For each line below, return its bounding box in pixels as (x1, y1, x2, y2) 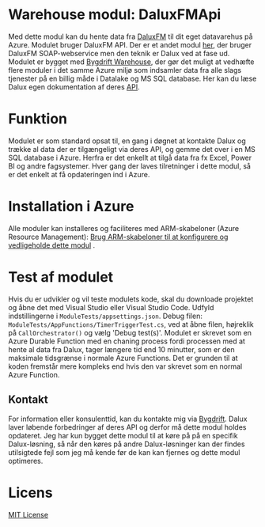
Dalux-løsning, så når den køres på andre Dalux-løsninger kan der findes (8, 439, 245, 449)
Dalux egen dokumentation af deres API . (8, 82, 140, 92)
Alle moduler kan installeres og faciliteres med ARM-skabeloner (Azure (8, 223, 240, 233)
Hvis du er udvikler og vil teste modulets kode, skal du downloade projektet (8, 294, 254, 304)
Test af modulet (8, 268, 114, 286)
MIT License (8, 510, 49, 519)
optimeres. (8, 456, 44, 465)
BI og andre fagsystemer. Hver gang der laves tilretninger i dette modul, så (8, 161, 252, 171)
